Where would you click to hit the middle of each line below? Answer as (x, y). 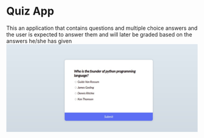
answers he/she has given (39, 41)
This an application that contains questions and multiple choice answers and (102, 28)
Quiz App (30, 11)
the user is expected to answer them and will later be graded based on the (99, 34)
